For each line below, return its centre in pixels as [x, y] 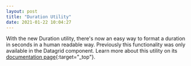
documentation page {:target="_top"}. [51, 57]
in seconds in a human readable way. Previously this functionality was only [96, 45]
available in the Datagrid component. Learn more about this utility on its [92, 51]
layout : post [22, 11]
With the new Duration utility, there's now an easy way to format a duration [95, 39]
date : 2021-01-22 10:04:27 [39, 22]
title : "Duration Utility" [39, 17]
